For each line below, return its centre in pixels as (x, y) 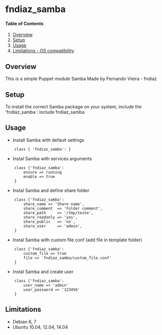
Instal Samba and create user (43, 272)
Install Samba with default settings (48, 140)
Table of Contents (24, 23)
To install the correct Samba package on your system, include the (74, 107)
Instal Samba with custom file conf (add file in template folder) (77, 240)
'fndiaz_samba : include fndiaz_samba (45, 112)
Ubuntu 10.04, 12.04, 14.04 (40, 327)
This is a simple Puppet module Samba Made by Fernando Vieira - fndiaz (81, 79)
